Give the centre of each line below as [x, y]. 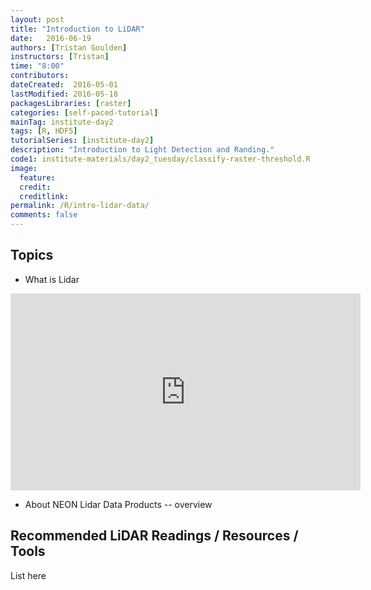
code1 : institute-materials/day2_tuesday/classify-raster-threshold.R [160, 159]
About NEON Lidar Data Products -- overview [118, 504]
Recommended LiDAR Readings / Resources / [154, 536]
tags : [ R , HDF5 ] [44, 131]
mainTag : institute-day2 [62, 122]
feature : [37, 177]
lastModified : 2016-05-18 [64, 94]
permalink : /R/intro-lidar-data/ [80, 206]
